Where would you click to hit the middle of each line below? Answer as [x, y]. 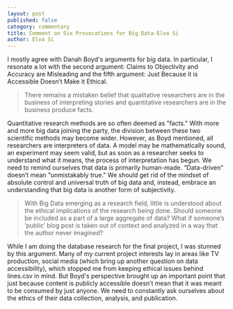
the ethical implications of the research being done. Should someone [123, 211]
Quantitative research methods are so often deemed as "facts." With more [113, 123]
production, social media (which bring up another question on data [103, 261]
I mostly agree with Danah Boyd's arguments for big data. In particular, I [110, 59]
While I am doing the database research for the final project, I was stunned [114, 246]
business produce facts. [59, 110]
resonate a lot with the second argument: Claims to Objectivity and [103, 67]
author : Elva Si [31, 40]
